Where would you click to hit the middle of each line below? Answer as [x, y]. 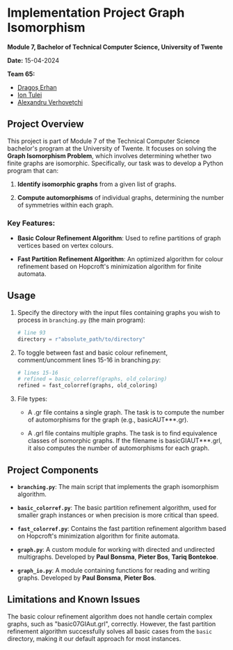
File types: [32, 399]
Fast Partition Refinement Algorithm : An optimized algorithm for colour [120, 259]
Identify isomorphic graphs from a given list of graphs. [97, 184]
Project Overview [46, 124]
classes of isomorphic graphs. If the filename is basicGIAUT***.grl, [125, 441]
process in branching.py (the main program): [81, 320]
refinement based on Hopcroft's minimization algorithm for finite [109, 267]
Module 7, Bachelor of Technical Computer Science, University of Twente [115, 47]
